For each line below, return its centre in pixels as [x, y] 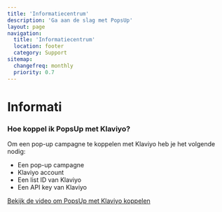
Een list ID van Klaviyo [49, 180]
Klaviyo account [41, 172]
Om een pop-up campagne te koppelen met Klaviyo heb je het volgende [111, 143]
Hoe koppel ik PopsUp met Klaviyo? [69, 129]
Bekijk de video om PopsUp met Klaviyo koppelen [79, 201]
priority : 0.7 [34, 72]
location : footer [39, 46]
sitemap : [20, 59]
